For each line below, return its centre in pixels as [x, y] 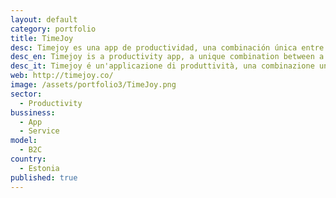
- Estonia [39, 168]
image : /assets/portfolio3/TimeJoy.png [93, 85]
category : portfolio [53, 29]
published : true [44, 177]
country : [28, 159]
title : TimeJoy [42, 38]
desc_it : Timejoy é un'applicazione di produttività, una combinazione [162, 66]
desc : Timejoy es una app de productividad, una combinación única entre [167, 47]
